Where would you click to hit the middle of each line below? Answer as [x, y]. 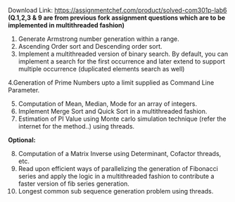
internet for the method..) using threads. [76, 126]
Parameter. [24, 90]
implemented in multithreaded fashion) [66, 25]
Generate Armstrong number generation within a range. [99, 39]
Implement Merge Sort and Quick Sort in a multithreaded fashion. [113, 111]
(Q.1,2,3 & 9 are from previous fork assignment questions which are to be [117, 18]
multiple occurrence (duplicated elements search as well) [101, 69]
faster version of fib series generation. [74, 184]
